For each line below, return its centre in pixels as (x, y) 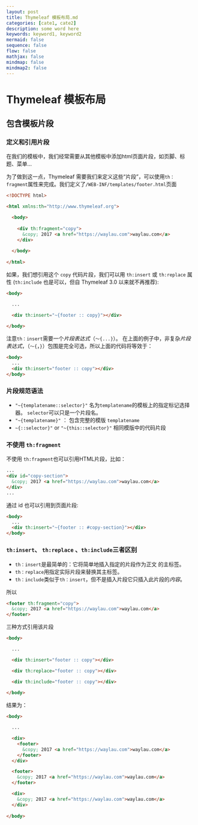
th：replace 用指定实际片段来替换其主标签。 (69, 571)
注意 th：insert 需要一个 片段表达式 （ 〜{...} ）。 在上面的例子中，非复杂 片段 (98, 338)
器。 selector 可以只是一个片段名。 (58, 412)
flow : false (21, 51)
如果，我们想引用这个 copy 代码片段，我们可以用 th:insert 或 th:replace (96, 274)
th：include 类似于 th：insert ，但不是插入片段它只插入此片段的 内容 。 (100, 579)
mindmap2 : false (26, 68)
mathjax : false (25, 57)
